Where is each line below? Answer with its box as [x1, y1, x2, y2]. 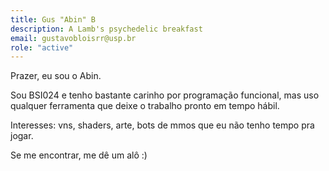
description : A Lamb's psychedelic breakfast [10, 24, 203, 34]
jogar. [10, 130, 34, 142]
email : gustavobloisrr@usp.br [10, 33, 137, 43]
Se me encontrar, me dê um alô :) [10, 149, 148, 161]
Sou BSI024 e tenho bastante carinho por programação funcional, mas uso [10, 89, 320, 101]
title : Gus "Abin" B [10, 14, 97, 25]
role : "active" [10, 42, 74, 53]
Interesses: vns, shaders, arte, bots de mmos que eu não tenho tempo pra [10, 119, 315, 131]
